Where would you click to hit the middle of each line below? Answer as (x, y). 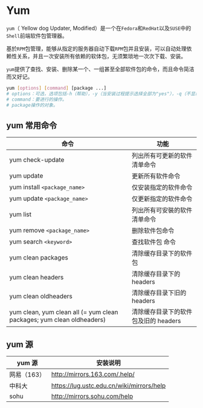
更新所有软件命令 (156, 176)
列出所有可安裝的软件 (162, 210)
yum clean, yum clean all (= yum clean (64, 312)
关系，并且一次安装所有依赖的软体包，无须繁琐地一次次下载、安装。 (101, 56)
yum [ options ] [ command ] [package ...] (56, 88)
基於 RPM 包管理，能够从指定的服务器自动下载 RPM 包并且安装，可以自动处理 (96, 48)
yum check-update (37, 160)
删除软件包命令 (153, 231)
